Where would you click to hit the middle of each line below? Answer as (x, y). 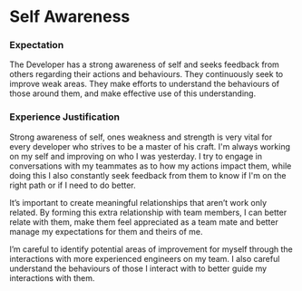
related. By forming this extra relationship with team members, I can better (148, 212)
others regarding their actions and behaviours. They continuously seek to (146, 74)
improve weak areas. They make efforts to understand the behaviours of (145, 84)
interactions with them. (52, 277)
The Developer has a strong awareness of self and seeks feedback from (144, 64)
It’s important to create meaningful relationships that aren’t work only (138, 202)
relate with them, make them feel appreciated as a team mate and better (144, 222)
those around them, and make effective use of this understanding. (133, 93)
